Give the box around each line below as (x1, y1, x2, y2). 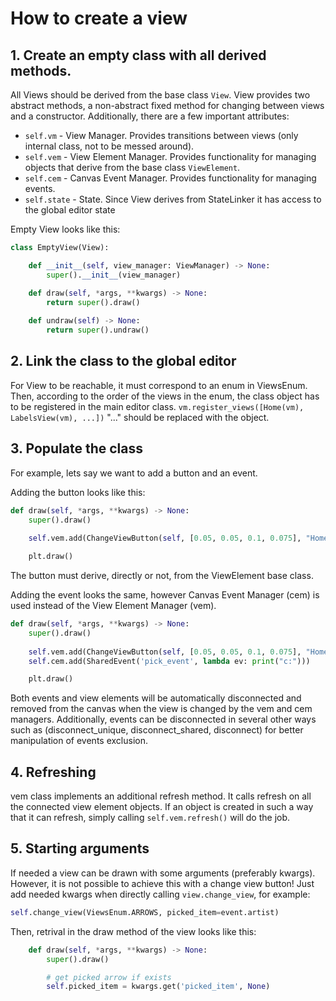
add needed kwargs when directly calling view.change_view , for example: (10, 888, 311, 900)
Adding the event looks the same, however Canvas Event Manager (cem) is (10, 589, 320, 601)
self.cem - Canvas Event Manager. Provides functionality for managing (24, 172, 317, 184)
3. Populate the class (10, 440, 143, 457)
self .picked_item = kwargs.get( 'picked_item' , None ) (46, 982, 271, 992)
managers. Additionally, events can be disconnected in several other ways (10, 713, 317, 726)
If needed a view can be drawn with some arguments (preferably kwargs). (10, 867, 316, 879)
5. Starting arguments (10, 840, 150, 857)
